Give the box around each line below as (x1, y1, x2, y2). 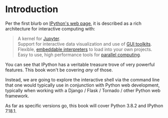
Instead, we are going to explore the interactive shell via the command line (5, 76, 160, 83)
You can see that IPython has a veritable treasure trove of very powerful (5, 61, 155, 67)
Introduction (5, 4, 59, 15)
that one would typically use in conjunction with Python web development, (5, 82, 160, 88)
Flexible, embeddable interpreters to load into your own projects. (17, 46, 152, 52)
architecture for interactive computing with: (5, 25, 95, 31)
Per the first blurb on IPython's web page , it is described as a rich (5, 20, 142, 26)
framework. (5, 93, 29, 99)
